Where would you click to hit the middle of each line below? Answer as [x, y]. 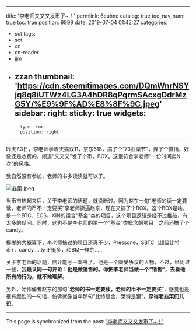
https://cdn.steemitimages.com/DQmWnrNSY [103, 86]
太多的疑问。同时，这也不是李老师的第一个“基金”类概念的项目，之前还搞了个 [98, 222]
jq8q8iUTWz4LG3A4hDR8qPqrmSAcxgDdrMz [100, 95]
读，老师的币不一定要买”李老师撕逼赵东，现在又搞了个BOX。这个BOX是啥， [97, 208]
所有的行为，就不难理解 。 [37, 276]
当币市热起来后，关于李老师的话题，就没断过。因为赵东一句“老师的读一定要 [97, 201]
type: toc [32, 127]
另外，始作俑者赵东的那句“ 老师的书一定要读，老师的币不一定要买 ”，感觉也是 [98, 289]
